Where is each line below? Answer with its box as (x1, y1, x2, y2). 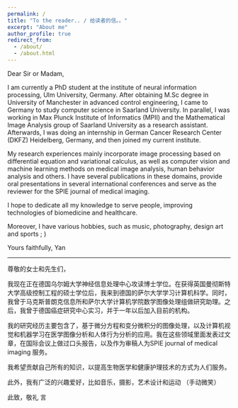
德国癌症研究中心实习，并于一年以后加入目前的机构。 (38, 306, 193, 314)
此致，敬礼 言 (7, 392, 47, 401)
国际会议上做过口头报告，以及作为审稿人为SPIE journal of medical (25, 339, 218, 347)
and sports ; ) (7, 229, 47, 238)
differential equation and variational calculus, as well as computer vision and (7, 157, 230, 165)
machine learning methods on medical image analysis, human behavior (7, 164, 215, 173)
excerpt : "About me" (7, 23, 69, 30)
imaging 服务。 (7, 348, 52, 356)
